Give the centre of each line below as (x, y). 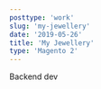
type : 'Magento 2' (44, 51)
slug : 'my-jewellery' (50, 26)
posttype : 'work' (42, 18)
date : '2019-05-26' (46, 34)
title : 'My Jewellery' (52, 43)
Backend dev (34, 76)
